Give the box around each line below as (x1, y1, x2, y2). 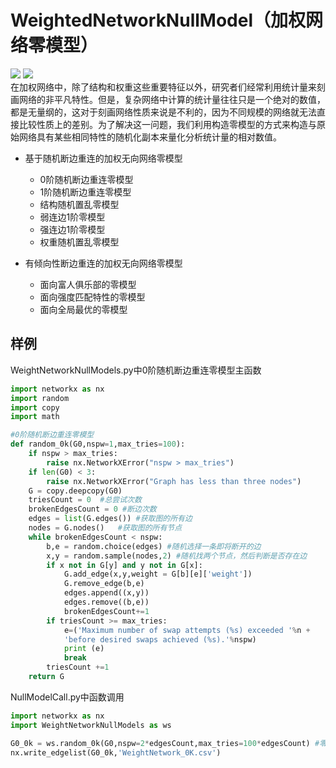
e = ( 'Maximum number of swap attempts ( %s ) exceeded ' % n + (63, 625, 311, 635)
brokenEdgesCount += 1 (63, 606, 150, 616)
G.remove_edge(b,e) (63, 579, 145, 589)
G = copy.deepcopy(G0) (28, 486, 123, 496)
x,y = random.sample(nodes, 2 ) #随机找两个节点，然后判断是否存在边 (46, 551, 308, 561)
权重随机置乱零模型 (39, 236, 120, 248)
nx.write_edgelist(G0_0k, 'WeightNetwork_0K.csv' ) (10, 747, 222, 758)
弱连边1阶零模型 (39, 211, 106, 223)
